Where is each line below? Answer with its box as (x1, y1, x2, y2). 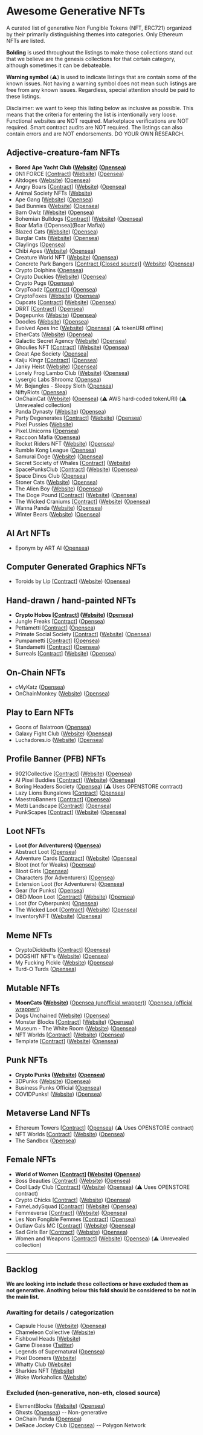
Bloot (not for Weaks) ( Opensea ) (14, 861, 97, 868)
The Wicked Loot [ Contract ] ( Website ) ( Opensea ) (14, 906, 138, 914)
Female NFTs (6, 1154, 56, 1165)
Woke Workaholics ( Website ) (14, 1373, 88, 1381)
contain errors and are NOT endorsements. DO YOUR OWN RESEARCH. (6, 130, 185, 137)
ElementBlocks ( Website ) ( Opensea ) (14, 1402, 106, 1410)
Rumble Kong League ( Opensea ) (14, 446, 97, 454)
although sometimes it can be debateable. (6, 62, 111, 69)
